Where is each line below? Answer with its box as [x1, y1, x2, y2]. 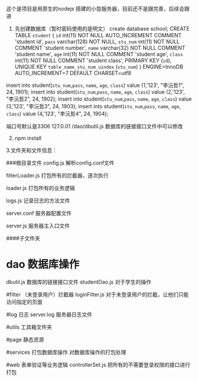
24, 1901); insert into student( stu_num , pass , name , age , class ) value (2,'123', [6, 88, 185, 95]
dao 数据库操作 [6, 258, 80, 271]
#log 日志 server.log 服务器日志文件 [6, 311, 93, 318]
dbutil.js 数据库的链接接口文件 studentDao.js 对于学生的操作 [6, 278, 152, 285]
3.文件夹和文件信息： [6, 147, 58, 154]
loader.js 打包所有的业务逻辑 [6, 185, 75, 191]
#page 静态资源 [6, 336, 44, 343]
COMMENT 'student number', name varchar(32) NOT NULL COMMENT [14, 44, 186, 51]
